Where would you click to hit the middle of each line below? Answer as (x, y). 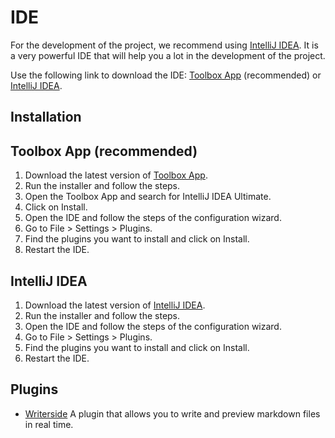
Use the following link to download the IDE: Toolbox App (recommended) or (166, 75)
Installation (46, 117)
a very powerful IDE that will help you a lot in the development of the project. (168, 55)
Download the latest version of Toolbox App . (116, 175)
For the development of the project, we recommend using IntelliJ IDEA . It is (164, 45)
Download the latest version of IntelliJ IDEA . (115, 305)
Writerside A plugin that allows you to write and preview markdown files (172, 413)
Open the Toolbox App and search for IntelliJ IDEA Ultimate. (148, 197)
